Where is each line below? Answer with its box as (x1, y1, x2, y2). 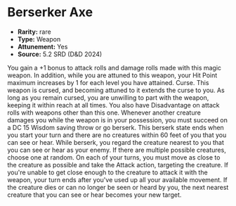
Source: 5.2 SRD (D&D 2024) (17, 50, 103, 58)
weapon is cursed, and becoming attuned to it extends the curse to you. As (7, 86, 225, 94)
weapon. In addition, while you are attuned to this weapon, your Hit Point (7, 71, 218, 79)
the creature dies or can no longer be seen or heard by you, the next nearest (7, 183, 229, 191)
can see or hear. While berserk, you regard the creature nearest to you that (7, 138, 225, 146)
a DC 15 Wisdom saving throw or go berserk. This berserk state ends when (7, 123, 225, 131)
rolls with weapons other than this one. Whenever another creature (7, 108, 202, 117)
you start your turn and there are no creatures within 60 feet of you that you (7, 131, 227, 139)
